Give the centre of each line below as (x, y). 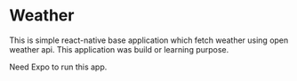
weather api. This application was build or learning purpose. (119, 49)
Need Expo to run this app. (58, 67)
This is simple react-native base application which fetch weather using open (149, 40)
